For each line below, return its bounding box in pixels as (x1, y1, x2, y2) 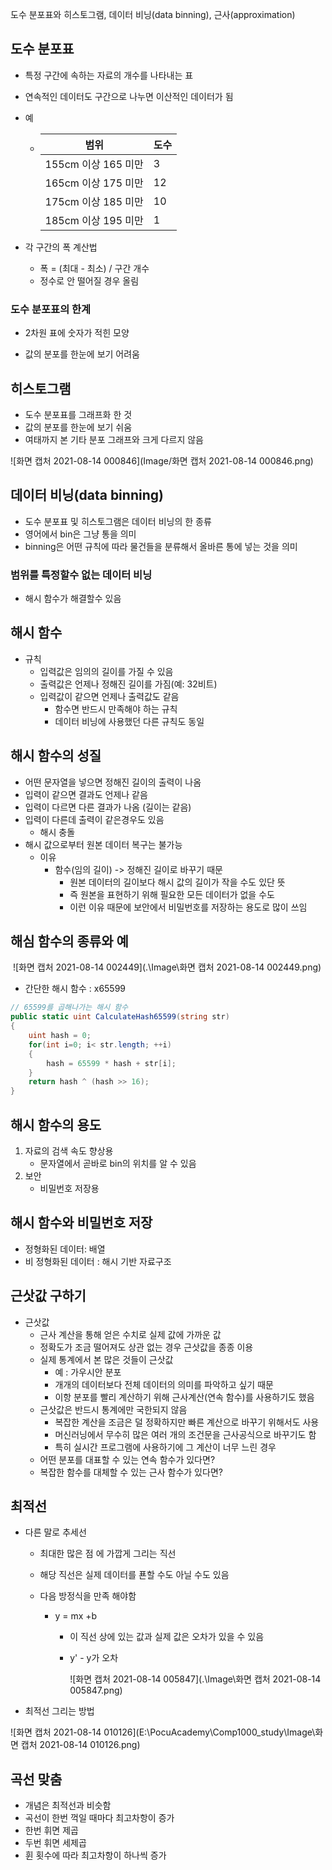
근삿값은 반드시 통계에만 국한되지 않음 (39, 1403, 188, 1415)
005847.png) (69, 1684, 123, 1697)
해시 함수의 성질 (10, 748, 102, 765)
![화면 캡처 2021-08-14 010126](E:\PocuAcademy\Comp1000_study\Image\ (10, 1726, 316, 1738)
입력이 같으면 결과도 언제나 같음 (24, 788, 148, 800)
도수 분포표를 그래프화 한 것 (24, 408, 133, 420)
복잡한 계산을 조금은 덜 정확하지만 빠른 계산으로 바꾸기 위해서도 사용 (54, 1416, 320, 1428)
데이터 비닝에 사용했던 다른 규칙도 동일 (54, 715, 205, 727)
